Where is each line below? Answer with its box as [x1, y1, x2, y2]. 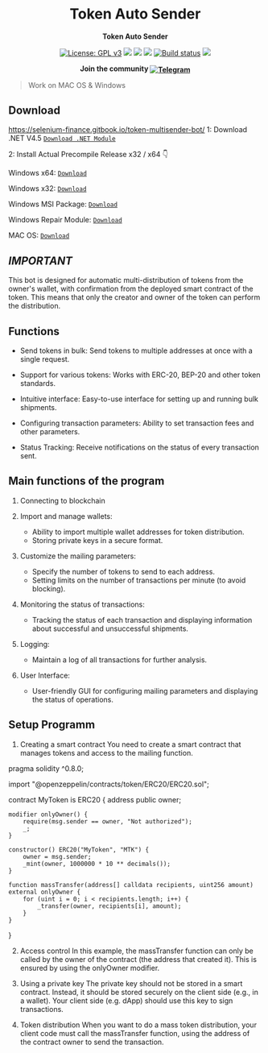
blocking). [31, 583, 66, 593]
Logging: [19, 639, 50, 649]
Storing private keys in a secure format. [31, 535, 163, 545]
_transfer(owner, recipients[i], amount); [37, 902, 182, 910]
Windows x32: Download [8, 184, 87, 193]
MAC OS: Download [8, 230, 70, 240]
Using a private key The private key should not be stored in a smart [19, 978, 243, 988]
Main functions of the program [8, 475, 165, 488]
